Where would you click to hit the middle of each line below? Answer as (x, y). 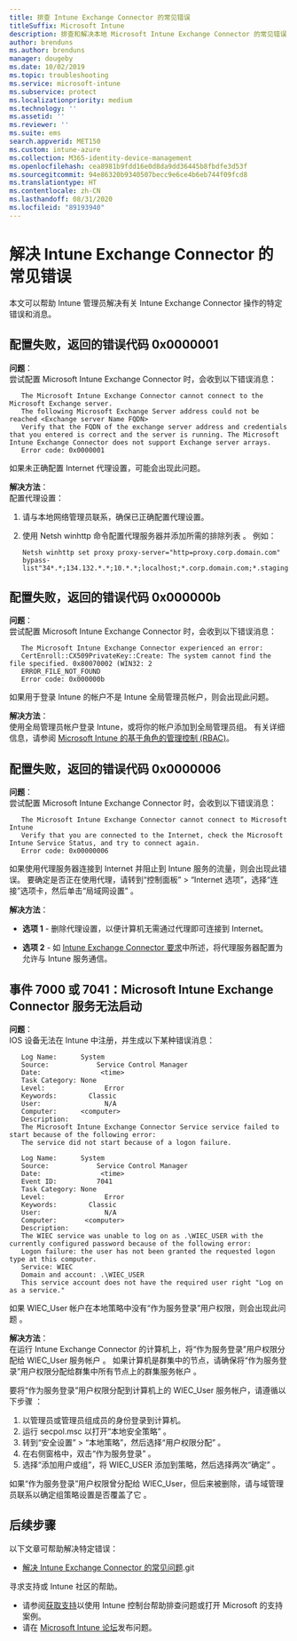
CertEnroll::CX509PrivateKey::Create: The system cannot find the (146, 656)
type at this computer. (53, 1259)
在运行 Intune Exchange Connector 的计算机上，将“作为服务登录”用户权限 (143, 1349)
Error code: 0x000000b (63, 680)
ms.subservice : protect (53, 92)
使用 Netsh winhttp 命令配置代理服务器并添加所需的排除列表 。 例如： (149, 535)
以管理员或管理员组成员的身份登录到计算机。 (104, 1420)
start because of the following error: (83, 1134)
